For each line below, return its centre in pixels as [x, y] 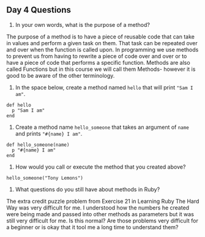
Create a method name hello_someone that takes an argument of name [102, 127]
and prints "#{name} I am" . [49, 133]
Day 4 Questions [39, 10]
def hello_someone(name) [38, 145]
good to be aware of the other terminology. [61, 75]
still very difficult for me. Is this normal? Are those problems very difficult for [102, 221]
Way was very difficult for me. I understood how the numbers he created [98, 208]
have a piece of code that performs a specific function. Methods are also [99, 62]
